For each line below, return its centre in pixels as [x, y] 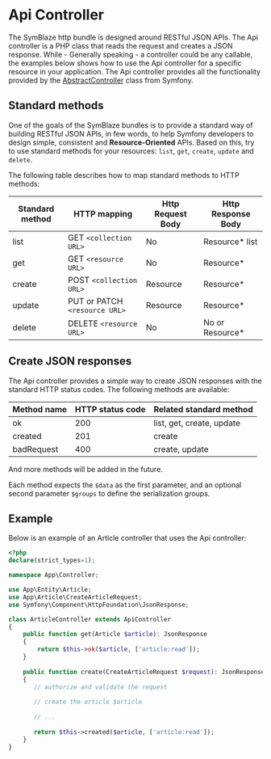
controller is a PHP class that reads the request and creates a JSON [121, 45]
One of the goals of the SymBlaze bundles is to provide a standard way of [131, 125]
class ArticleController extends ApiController [90, 619]
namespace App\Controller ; [54, 576]
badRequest [35, 449]
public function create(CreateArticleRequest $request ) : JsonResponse [144, 672]
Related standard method [203, 409]
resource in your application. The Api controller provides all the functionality [134, 71]
